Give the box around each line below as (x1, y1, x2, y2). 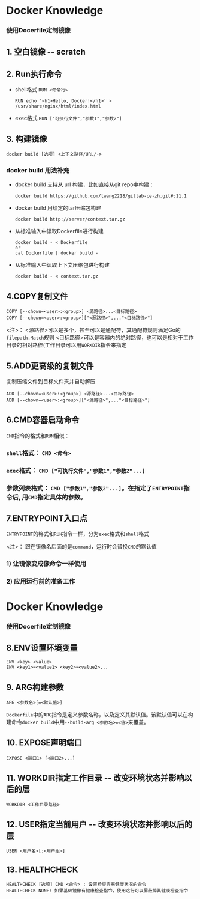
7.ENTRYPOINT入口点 (6, 513, 88, 523)
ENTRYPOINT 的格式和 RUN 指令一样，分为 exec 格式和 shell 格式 (6, 530, 150, 538)
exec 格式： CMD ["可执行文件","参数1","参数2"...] (6, 466, 146, 475)
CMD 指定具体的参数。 (28, 493, 87, 501)
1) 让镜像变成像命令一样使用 (6, 559, 87, 568)
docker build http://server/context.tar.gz (14, 216, 126, 222)
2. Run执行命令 (6, 69, 62, 79)
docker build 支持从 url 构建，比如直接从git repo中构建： (14, 181, 154, 188)
